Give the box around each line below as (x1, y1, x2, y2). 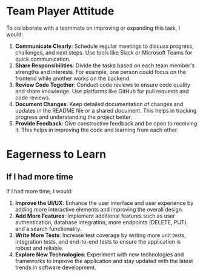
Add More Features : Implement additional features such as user (15, 212, 176, 219)
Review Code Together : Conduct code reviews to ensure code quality (15, 81, 191, 88)
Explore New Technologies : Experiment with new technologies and (15, 250, 184, 258)
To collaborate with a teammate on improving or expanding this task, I (6, 24, 181, 32)
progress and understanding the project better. (15, 113, 132, 121)
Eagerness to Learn (6, 147, 107, 161)
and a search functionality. (15, 225, 82, 232)
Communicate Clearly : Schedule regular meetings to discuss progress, (15, 42, 194, 50)
